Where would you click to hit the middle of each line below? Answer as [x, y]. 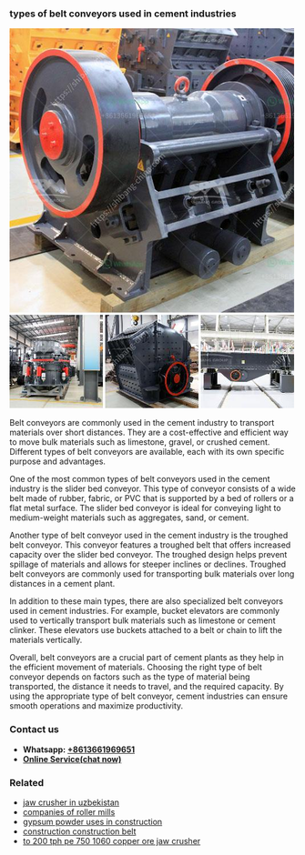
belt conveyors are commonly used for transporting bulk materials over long [152, 574]
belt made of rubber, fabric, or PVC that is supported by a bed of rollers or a [152, 498]
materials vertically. [46, 640]
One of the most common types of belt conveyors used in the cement [140, 479]
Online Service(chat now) [72, 759]
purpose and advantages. [58, 461]
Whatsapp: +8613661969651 [78, 749]
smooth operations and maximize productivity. [97, 706]
